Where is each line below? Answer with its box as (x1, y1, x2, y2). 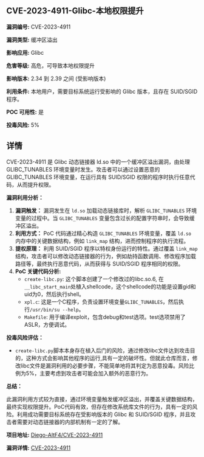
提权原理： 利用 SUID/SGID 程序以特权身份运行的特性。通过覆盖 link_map (15, 245, 198, 252)
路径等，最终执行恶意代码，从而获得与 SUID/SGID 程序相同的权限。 (15, 260, 184, 267)
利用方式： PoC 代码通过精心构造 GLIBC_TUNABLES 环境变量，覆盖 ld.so (15, 229, 192, 237)
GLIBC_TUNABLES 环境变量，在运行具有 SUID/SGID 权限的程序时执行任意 (6, 173, 190, 181)
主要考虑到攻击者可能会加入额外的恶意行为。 (39, 369, 152, 377)
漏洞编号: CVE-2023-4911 (6, 23, 71, 30)
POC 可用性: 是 (6, 108, 44, 116)
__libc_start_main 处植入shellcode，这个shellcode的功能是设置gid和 (24, 282, 196, 290)
